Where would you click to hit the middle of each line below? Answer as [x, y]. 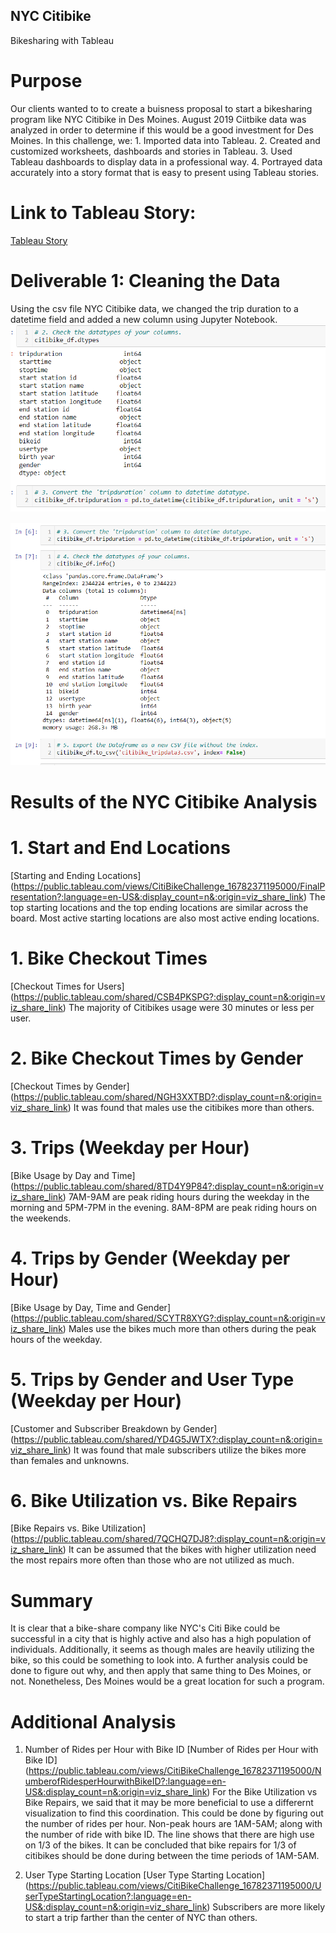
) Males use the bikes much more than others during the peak [189, 1328]
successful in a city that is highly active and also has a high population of [161, 1639]
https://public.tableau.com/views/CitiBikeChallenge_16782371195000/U [175, 1886]
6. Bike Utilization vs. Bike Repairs [154, 1500]
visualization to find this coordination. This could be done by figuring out [174, 1813]
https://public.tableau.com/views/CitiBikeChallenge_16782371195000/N [175, 1771]
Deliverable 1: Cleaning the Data [145, 280]
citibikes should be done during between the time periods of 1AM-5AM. [172, 1856]
